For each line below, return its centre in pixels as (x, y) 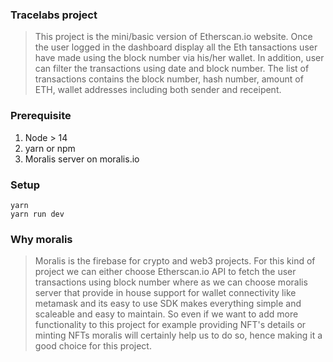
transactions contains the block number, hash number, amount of (169, 79)
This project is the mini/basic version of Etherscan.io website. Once (173, 37)
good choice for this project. (93, 346)
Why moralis (41, 239)
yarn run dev (37, 214)
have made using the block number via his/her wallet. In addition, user (179, 58)
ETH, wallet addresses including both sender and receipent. (158, 90)
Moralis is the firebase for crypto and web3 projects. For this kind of (175, 261)
